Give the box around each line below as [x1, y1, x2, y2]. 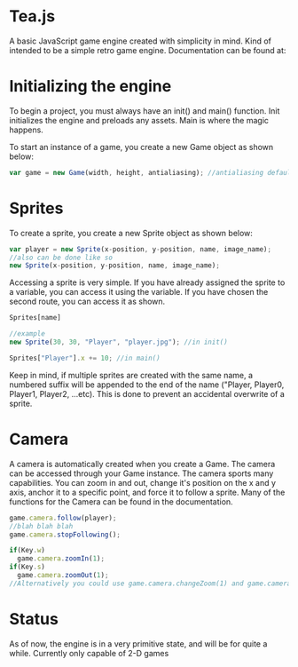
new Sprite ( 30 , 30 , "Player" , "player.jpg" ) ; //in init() [9, 337, 228, 347]
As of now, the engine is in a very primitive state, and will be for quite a [9, 638, 268, 649]
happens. [9, 124, 44, 135]
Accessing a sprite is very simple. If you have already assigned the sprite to [9, 277, 286, 288]
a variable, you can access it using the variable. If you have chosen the [9, 287, 269, 298]
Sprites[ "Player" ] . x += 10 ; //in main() [9, 353, 161, 362]
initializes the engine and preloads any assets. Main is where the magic [9, 115, 269, 125]
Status [9, 608, 59, 629]
